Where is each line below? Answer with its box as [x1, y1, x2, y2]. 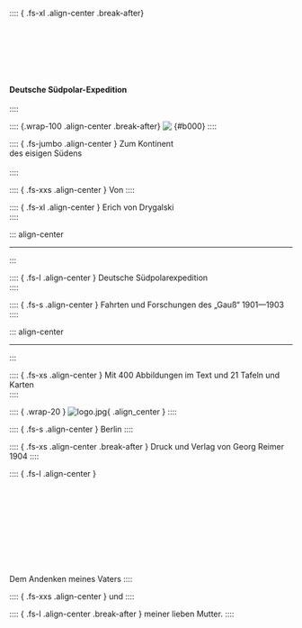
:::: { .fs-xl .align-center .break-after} [9, 8, 145, 18]
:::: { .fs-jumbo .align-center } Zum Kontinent [9, 139, 173, 149]
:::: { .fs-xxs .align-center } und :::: [9, 591, 135, 602]
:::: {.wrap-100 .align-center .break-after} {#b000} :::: [9, 121, 218, 132]
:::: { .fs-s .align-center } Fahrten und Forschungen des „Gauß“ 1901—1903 [9, 299, 285, 310]
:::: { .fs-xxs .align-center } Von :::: [9, 185, 135, 195]
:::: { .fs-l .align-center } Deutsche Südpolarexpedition [9, 272, 209, 283]
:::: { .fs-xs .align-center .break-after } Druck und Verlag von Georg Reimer [9, 441, 285, 451]
